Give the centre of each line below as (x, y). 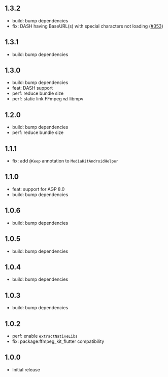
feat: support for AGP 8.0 (38, 189)
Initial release (26, 369)
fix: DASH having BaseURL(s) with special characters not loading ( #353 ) (88, 26)
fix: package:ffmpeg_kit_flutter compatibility (58, 341)
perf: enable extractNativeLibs (45, 336)
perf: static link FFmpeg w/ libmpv (48, 99)
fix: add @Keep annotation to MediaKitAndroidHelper (65, 161)
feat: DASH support (32, 88)
